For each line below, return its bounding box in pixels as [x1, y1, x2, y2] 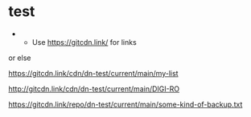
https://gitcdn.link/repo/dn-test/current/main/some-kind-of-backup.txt [8, 99, 243, 109]
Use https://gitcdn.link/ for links [31, 37, 137, 46]
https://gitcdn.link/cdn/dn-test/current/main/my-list [8, 68, 179, 78]
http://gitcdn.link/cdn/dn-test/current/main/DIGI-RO [8, 83, 179, 94]
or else [8, 53, 31, 63]
